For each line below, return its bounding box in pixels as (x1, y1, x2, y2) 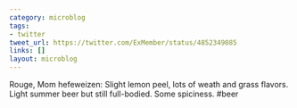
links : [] (9, 46, 46, 55)
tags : (9, 21, 29, 30)
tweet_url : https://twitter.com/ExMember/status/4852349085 (9, 37, 238, 47)
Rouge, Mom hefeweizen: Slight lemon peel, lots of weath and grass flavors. (9, 79, 289, 89)
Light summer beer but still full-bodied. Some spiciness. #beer (9, 88, 239, 99)
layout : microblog (9, 54, 78, 63)
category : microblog (9, 12, 87, 22)
